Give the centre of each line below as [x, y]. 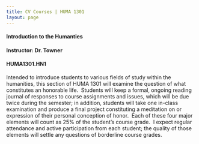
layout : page [23, 17]
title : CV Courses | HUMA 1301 [45, 12]
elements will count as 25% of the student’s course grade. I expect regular [99, 122]
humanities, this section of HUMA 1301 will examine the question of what [96, 83]
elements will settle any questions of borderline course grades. [84, 134]
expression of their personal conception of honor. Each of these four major [99, 115]
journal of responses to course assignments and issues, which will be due [98, 96]
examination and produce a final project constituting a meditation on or [94, 109]
